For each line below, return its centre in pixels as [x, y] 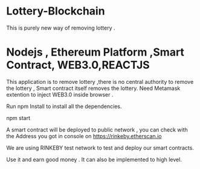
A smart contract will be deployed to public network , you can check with [97, 129]
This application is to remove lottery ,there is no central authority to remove [100, 81]
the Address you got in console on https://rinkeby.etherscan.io [84, 136]
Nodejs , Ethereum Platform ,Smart [95, 52]
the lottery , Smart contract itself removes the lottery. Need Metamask [93, 88]
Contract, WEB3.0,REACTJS [78, 65]
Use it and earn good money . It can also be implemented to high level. [94, 159]
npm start [18, 118]
